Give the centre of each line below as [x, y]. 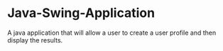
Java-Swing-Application [81, 13]
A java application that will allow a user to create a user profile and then [112, 33]
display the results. [35, 40]
